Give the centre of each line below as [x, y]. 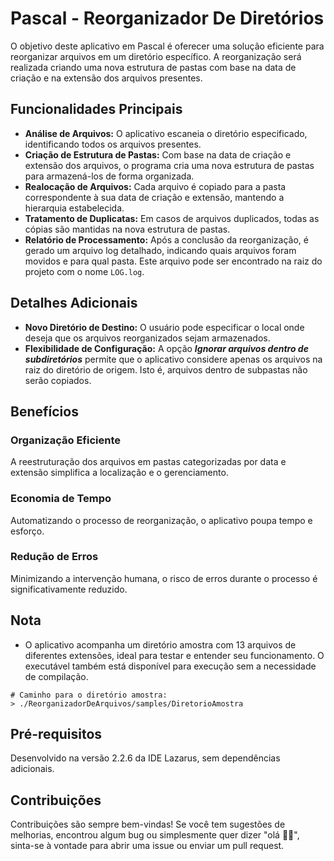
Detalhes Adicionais [74, 303]
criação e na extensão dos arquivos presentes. [106, 78]
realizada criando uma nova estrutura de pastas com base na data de [153, 67]
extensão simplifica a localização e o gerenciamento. [119, 473]
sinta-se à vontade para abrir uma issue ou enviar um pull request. [147, 846]
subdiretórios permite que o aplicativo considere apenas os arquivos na [173, 359]
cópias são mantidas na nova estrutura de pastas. [127, 229]
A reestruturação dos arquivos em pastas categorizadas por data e [148, 462]
